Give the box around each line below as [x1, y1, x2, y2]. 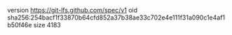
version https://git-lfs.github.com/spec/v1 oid [7, 6, 138, 14]
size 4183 [33, 21, 62, 29]
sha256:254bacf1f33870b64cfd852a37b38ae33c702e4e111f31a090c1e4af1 [7, 13, 226, 22]
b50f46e [7, 21, 32, 29]
